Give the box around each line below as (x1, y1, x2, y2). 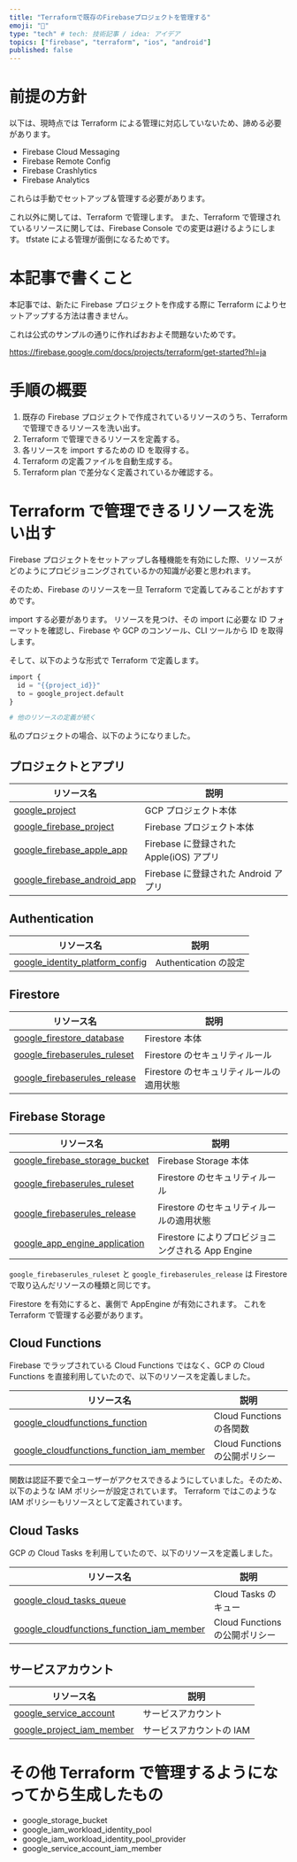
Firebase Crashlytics (21, 166, 97, 176)
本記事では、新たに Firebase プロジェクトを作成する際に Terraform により (9, 299, 280, 310)
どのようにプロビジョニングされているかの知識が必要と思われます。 (9, 565, 256, 576)
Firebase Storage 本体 (157, 1155, 249, 1167)
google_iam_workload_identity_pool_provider (21, 1834, 187, 1844)
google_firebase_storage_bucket (13, 1154, 149, 1166)
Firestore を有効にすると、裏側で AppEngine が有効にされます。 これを (9, 1298, 267, 1309)
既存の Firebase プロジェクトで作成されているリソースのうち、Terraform (21, 411, 288, 421)
